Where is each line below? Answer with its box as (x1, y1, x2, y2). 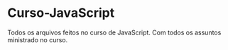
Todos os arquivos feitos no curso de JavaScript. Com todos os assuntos (7, 28, 222, 37)
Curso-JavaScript (7, 5, 115, 21)
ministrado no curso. (7, 35, 68, 44)
